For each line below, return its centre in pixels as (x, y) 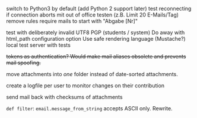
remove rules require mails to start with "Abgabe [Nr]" (72, 21)
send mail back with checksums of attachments (64, 97)
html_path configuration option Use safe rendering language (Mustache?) (96, 39)
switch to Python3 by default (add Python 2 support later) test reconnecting (99, 9)
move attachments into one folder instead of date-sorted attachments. (92, 74)
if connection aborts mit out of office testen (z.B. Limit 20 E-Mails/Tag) (93, 15)
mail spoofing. (24, 63)
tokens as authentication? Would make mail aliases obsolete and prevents (96, 56)
